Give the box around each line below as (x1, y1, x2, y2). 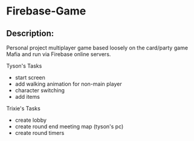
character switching (15, 87, 65, 94)
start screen (15, 74, 45, 81)
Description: (6, 28, 54, 39)
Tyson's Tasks (6, 62, 42, 69)
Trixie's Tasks (6, 105, 40, 112)
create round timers (15, 130, 65, 136)
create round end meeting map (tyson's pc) (15, 123, 124, 130)
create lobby (15, 116, 47, 124)
